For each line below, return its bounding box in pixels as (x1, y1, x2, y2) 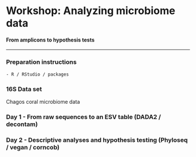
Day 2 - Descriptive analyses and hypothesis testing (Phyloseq (6, 136, 188, 144)
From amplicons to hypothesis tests (6, 36, 95, 43)
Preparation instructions (6, 58, 77, 66)
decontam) (6, 120, 38, 128)
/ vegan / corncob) (6, 143, 60, 151)
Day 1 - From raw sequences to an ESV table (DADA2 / (6, 112, 162, 121)
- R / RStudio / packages (6, 71, 69, 77)
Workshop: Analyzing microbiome (6, 4, 176, 18)
